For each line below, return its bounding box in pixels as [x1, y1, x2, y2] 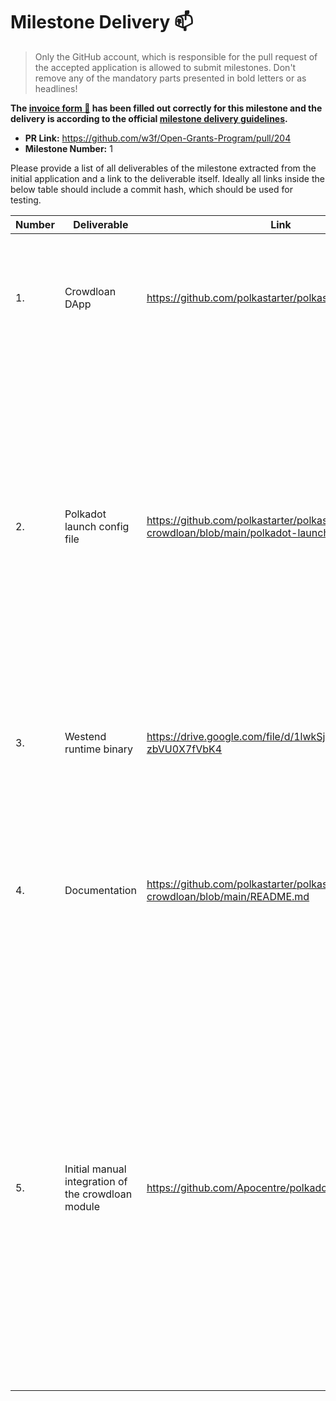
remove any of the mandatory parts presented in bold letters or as [34, 72, 307, 84]
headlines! [34, 82, 78, 94]
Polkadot [64, 507, 107, 521]
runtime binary [64, 742, 133, 756]
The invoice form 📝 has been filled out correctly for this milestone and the [10, 102, 323, 114]
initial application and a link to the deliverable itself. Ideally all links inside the [10, 172, 325, 184]
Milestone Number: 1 [24, 142, 113, 154]
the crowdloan [64, 1187, 133, 1201]
